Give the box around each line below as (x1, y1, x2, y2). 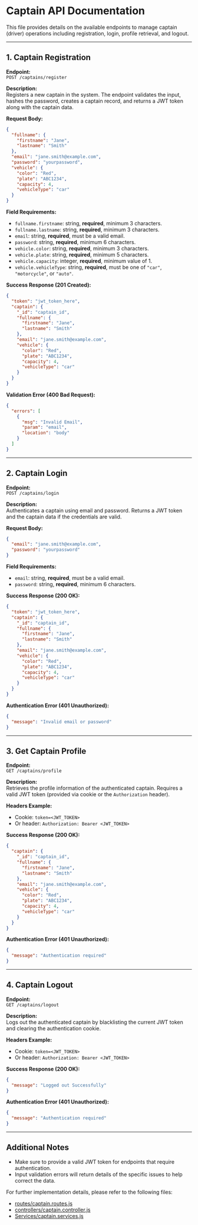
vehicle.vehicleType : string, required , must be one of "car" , (14, 264, 162, 271)
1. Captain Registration (6, 52, 91, 63)
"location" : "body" (21, 430, 70, 436)
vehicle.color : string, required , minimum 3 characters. (14, 245, 149, 252)
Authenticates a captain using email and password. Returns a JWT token (6, 507, 183, 514)
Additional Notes (6, 1142, 70, 1152)
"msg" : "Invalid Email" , (21, 419, 83, 425)
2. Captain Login (6, 468, 68, 478)
